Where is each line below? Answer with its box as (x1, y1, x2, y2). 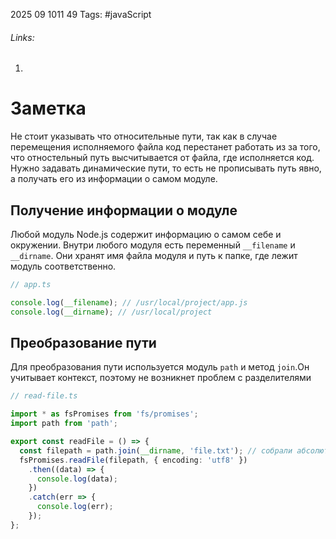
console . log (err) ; (36, 502, 114, 512)
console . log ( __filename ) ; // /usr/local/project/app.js (10, 297, 248, 308)
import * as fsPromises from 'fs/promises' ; (10, 409, 199, 419)
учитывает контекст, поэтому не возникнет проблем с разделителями (10, 372, 312, 384)
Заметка (10, 97, 87, 120)
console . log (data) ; (36, 474, 118, 484)
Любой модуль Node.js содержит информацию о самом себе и (10, 228, 282, 240)
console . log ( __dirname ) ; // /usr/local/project (10, 307, 213, 317)
